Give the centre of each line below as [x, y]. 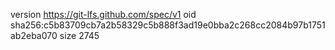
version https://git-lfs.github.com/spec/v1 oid [103, 14]
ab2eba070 [34, 35]
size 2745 [79, 35]
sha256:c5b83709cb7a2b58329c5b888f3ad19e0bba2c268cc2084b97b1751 [168, 25]
